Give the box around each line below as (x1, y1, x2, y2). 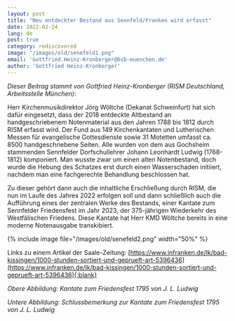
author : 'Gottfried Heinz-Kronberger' (7, 63, 121, 70)
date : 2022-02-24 (7, 23, 58, 30)
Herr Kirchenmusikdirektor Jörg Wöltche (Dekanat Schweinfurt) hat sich (7, 103, 215, 111)
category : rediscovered (7, 43, 77, 50)
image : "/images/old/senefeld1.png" (7, 50, 114, 57)
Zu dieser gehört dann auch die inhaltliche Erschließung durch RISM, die (7, 183, 217, 192)
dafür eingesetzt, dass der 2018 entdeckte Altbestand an (7, 110, 172, 119)
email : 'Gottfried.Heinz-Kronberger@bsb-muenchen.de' (7, 56, 168, 63)
